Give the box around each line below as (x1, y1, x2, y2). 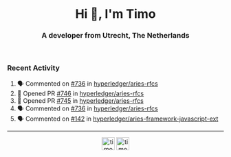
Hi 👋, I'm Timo (75, 6, 156, 22)
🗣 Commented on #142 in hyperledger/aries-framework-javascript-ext (16, 114, 219, 123)
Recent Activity (7, 63, 60, 73)
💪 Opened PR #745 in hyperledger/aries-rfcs (16, 96, 144, 105)
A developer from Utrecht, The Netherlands (41, 31, 190, 40)
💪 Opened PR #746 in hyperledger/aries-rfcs (16, 89, 144, 97)
